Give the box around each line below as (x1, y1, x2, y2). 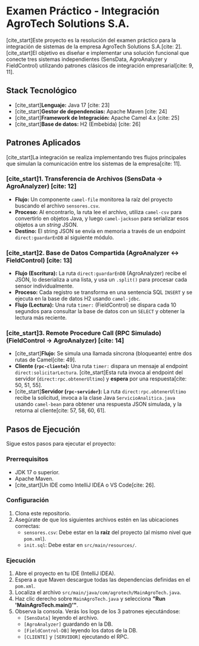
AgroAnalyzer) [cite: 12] (6, 182, 77, 190)
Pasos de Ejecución (6, 424, 80, 434)
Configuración (6, 496, 49, 505)
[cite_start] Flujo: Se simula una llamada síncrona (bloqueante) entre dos (14, 350, 192, 357)
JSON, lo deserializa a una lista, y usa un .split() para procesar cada (14, 276, 188, 283)
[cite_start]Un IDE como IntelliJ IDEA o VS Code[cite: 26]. (14, 481, 156, 489)
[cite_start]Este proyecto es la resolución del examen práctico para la (6, 36, 176, 44)
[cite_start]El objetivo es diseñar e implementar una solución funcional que (6, 49, 189, 56)
